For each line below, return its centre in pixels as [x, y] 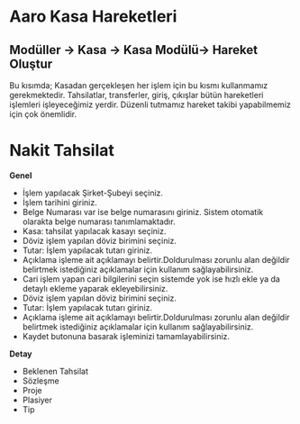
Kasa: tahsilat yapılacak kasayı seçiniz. [94, 230]
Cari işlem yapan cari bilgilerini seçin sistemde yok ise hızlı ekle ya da [151, 279]
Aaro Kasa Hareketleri [93, 17]
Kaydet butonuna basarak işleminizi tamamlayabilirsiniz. [126, 336]
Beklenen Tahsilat [55, 371]
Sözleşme [41, 381]
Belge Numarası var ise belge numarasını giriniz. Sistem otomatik [143, 212]
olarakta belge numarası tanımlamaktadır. [99, 221]
